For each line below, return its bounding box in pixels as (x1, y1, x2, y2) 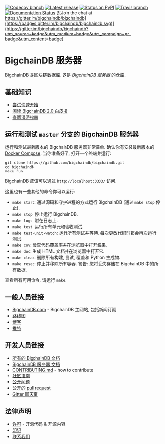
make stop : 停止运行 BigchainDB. (12, 211, 78, 217)
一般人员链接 (5, 293, 44, 301)
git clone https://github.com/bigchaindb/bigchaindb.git (5, 160, 125, 165)
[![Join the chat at (56, 10, 93, 16)
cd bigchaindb (5, 164, 34, 170)
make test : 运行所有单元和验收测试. (12, 223, 84, 229)
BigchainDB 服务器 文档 (12, 361, 60, 367)
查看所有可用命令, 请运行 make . (5, 277, 66, 283)
